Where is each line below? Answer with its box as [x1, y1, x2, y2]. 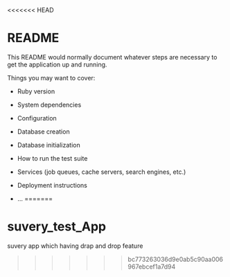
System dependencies [17, 100, 82, 109]
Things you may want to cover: [7, 73, 96, 82]
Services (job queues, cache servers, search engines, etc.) [17, 168, 186, 176]
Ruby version [17, 87, 55, 96]
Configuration [17, 114, 57, 122]
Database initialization [17, 141, 81, 149]
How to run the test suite [17, 154, 88, 162]
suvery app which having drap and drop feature [7, 242, 143, 250]
